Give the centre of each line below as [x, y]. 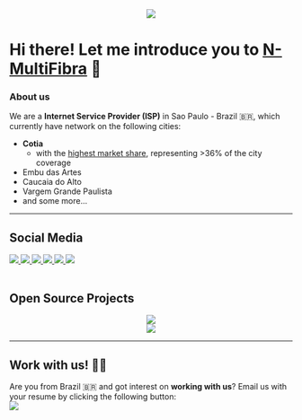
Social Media [46, 237]
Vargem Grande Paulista [67, 191]
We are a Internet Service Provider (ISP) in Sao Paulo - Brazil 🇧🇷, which [145, 117]
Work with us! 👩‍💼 [58, 365]
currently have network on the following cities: [95, 127]
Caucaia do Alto [52, 182]
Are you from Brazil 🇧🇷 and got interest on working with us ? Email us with [148, 386]
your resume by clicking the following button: [93, 396]
